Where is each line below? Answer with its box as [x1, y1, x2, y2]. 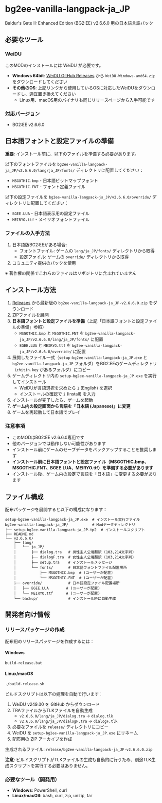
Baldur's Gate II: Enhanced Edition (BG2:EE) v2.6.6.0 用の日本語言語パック [5, 20, 153, 26]
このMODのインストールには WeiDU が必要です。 [5, 62, 104, 68]
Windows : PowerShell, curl [12, 787, 67, 793]
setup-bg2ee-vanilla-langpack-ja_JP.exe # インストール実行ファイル [5, 517, 140, 522]
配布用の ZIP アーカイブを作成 [12, 736, 72, 742]
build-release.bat [5, 660, 42, 665]
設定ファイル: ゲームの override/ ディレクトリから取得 [19, 254, 129, 260]
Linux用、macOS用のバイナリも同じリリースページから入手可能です [19, 97, 155, 103]
